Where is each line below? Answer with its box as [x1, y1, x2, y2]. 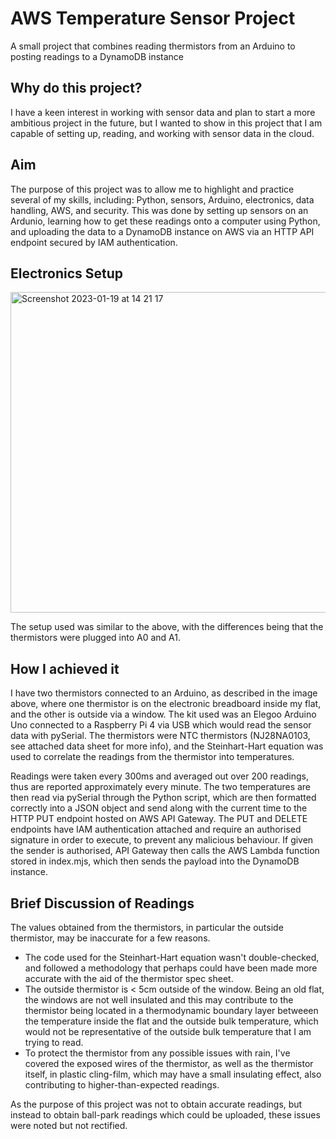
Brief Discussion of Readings [10, 895, 195, 912]
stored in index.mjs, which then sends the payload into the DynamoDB [10, 855, 300, 867]
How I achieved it [10, 660, 120, 677]
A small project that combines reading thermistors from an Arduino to [10, 40, 296, 52]
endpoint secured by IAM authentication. [10, 236, 178, 248]
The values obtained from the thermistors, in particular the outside [10, 922, 284, 933]
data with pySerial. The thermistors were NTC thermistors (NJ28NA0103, [10, 730, 311, 742]
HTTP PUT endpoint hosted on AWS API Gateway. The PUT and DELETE [10, 813, 308, 825]
